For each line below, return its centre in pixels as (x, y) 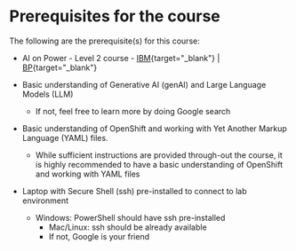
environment (45, 200)
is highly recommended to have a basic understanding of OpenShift (159, 164)
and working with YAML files (88, 174)
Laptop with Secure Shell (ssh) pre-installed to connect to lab (134, 191)
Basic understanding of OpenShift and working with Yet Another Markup (154, 128)
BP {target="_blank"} (60, 67)
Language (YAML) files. (65, 137)
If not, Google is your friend (99, 236)
